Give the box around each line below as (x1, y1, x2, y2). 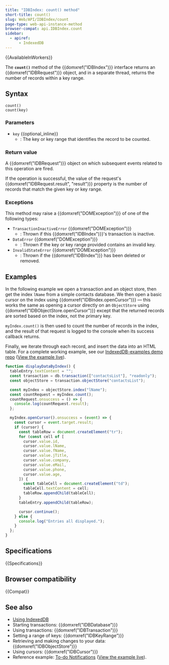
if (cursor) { (14, 424, 44, 430)
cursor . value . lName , (23, 444, 67, 449)
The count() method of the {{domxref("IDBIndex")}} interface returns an (5, 64, 155, 70)
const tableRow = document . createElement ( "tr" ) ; (18, 429, 123, 434)
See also (5, 603, 33, 612)
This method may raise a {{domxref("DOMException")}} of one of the (5, 210, 149, 216)
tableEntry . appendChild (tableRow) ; (18, 500, 94, 505)
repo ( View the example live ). (5, 354, 66, 360)
